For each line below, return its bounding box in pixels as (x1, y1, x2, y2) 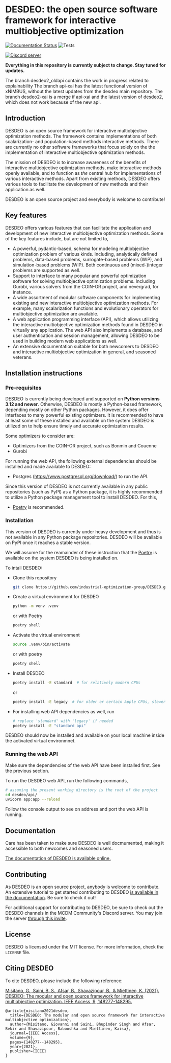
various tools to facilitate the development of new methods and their (5, 180, 149, 187)
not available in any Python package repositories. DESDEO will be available (5, 534, 162, 540)
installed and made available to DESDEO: (5, 464, 91, 470)
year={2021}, (10, 1044, 38, 1049)
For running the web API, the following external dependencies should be (5, 458, 157, 464)
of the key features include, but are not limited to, (5, 235, 108, 241)
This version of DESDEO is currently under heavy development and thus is (5, 528, 161, 535)
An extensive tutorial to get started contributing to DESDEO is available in (5, 889, 159, 895)
